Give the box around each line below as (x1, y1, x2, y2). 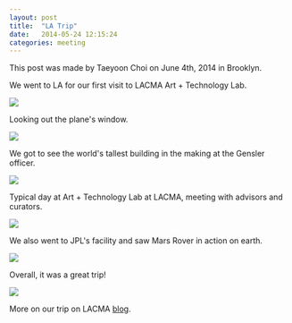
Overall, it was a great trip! (9, 269, 106, 280)
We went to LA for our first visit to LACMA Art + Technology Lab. (9, 80, 247, 90)
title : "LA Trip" (9, 21, 78, 30)
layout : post (9, 13, 58, 22)
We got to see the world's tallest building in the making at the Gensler (9, 149, 265, 159)
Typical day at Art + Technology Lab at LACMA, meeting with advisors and (9, 191, 283, 202)
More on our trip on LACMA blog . (9, 303, 131, 314)
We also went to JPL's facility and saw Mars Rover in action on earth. (9, 235, 263, 246)
